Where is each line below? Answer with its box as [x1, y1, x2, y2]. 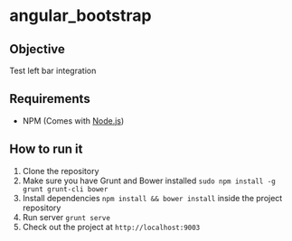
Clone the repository [22, 165, 99, 176]
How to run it [9, 142, 83, 157]
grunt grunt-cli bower [22, 184, 108, 194]
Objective [9, 42, 66, 57]
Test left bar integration [9, 65, 97, 76]
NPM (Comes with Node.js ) [22, 115, 125, 126]
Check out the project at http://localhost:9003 [22, 221, 201, 232]
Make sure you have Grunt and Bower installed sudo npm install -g [22, 175, 276, 186]
